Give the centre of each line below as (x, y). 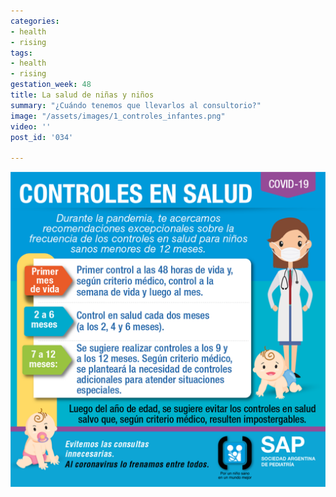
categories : (35, 21)
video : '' (31, 126)
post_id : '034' (42, 137)
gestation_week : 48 (51, 85)
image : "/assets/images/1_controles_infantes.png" (118, 116)
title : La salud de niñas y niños (82, 95)
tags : (21, 53)
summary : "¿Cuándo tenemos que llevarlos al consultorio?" (136, 105)
